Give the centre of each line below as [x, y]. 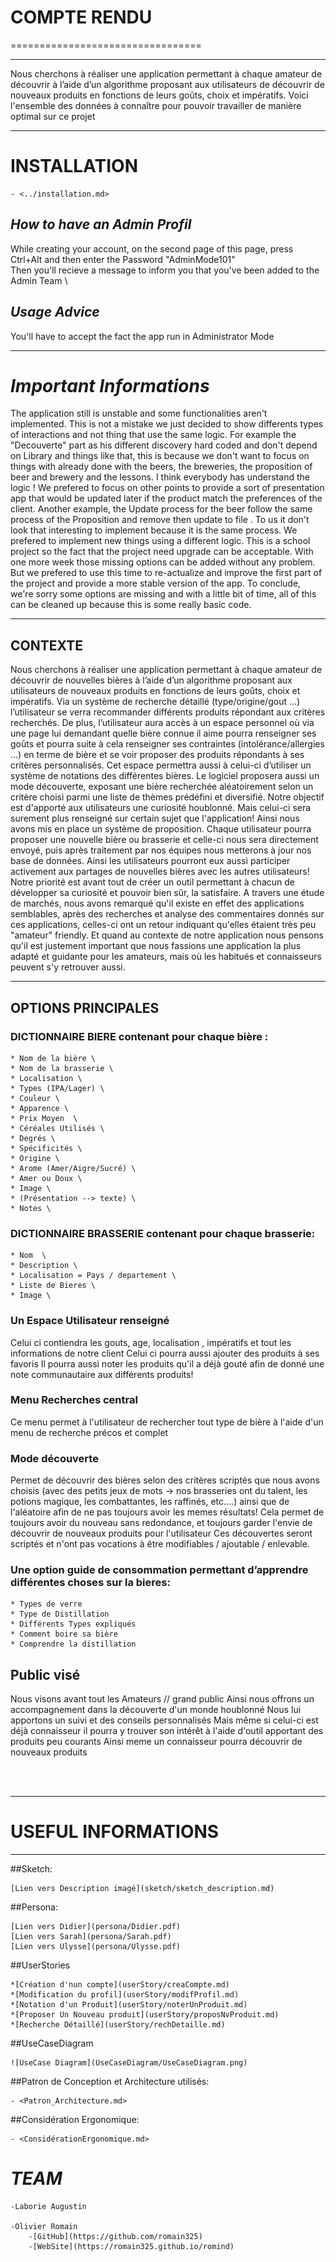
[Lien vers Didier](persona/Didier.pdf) [96, 1927]
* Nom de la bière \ [53, 1058]
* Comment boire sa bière [64, 1634]
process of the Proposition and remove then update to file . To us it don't [160, 520]
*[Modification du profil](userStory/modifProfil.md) [125, 1995]
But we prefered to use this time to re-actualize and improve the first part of [166, 573]
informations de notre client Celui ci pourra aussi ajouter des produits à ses [165, 1353]
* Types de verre [46, 1604]
